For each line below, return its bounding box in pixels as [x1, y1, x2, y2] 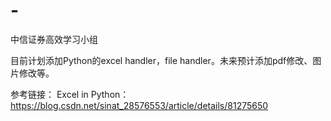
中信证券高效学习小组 [10, 33, 98, 45]
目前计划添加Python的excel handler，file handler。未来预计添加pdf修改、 [10, 54, 313, 66]
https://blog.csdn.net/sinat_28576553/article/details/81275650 [10, 99, 269, 111]
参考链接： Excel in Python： [10, 88, 130, 100]
